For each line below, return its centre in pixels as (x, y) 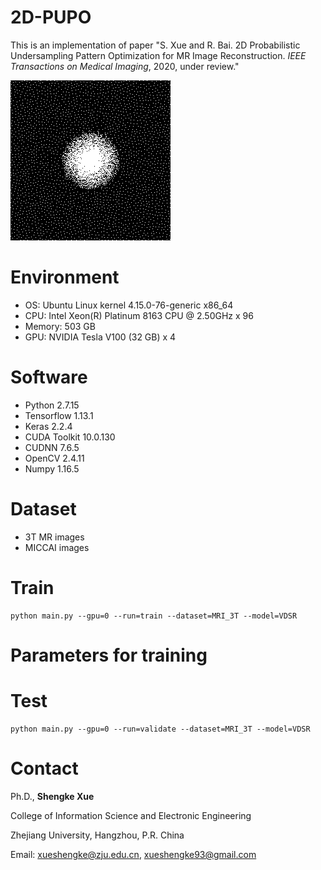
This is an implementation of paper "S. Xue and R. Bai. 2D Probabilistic (155, 45)
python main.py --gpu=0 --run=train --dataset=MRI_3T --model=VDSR (154, 616)
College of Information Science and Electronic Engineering (131, 815)
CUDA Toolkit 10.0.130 (70, 437)
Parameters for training (109, 655)
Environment (65, 277)
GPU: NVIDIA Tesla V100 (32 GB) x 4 (100, 337)
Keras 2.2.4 (48, 426)
